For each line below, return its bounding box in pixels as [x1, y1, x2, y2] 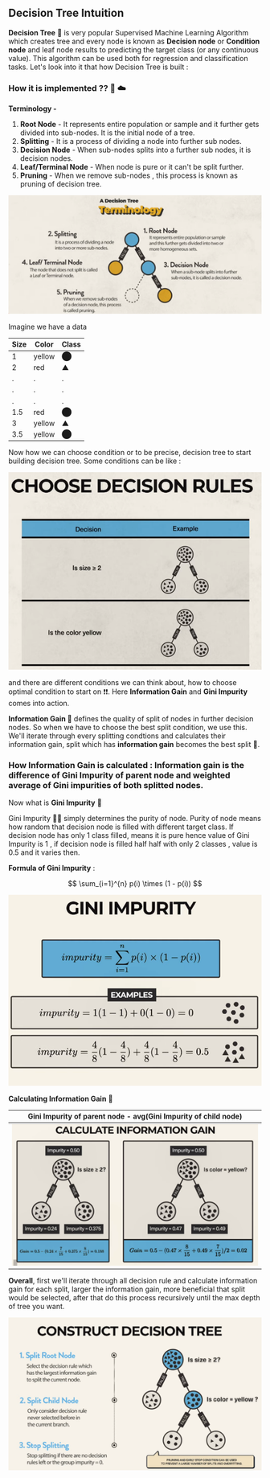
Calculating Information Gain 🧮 [8, 1094, 113, 1103]
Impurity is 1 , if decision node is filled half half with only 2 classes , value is [8, 840, 258, 849]
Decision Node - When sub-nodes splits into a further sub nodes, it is [19, 145, 252, 155]
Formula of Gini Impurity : [8, 864, 96, 873]
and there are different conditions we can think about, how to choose [8, 677, 237, 687]
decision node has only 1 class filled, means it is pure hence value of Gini [8, 831, 250, 840]
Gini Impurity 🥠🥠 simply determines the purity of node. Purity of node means [8, 814, 261, 823]
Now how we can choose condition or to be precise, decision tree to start [8, 447, 252, 457]
